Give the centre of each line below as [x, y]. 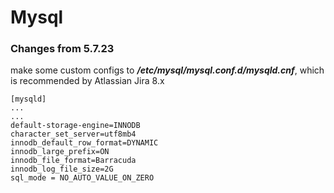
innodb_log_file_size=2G [62, 169]
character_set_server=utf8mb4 [73, 134]
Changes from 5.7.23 [62, 49]
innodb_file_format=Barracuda [73, 161]
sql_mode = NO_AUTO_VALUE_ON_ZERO [82, 178]
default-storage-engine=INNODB [75, 126]
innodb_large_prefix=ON [60, 152]
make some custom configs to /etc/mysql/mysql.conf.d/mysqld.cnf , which [167, 70]
